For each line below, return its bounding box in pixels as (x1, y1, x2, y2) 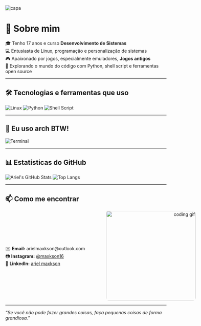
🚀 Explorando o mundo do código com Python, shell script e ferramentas (5, 62, 159, 69)
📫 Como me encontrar (5, 194, 79, 203)
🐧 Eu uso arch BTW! (5, 124, 69, 133)
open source (5, 68, 32, 74)
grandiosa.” (5, 315, 30, 321)
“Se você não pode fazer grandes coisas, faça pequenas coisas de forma (5, 310, 162, 316)
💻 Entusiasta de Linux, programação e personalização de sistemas (5, 48, 147, 54)
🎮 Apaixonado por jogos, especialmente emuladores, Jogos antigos (5, 55, 151, 61)
